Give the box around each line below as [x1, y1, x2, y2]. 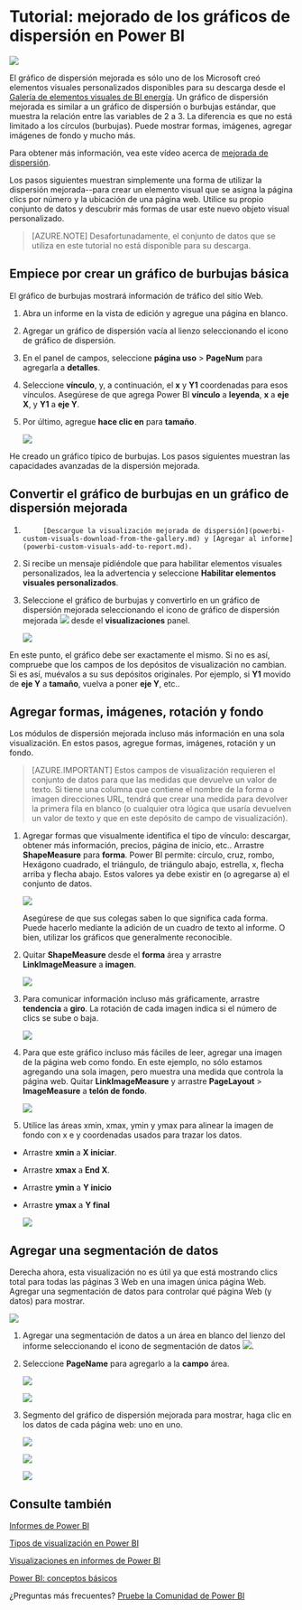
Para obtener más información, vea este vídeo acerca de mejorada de [9, 147, 269, 158]
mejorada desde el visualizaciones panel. [22, 614, 191, 625]
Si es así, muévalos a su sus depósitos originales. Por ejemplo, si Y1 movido [9, 669, 291, 679]
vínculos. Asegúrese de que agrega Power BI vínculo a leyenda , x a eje [22, 388, 290, 399]
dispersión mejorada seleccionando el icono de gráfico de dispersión [22, 604, 280, 615]
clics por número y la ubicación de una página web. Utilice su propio [9, 193, 264, 204]
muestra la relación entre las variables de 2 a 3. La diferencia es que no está [9, 110, 293, 121]
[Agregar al [212, 534, 258, 543]
